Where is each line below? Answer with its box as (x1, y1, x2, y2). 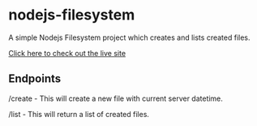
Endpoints (8, 72, 62, 86)
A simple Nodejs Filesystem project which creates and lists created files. (8, 33, 251, 42)
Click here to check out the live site (8, 48, 126, 58)
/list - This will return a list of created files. (8, 109, 150, 119)
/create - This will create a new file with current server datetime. (8, 93, 223, 103)
